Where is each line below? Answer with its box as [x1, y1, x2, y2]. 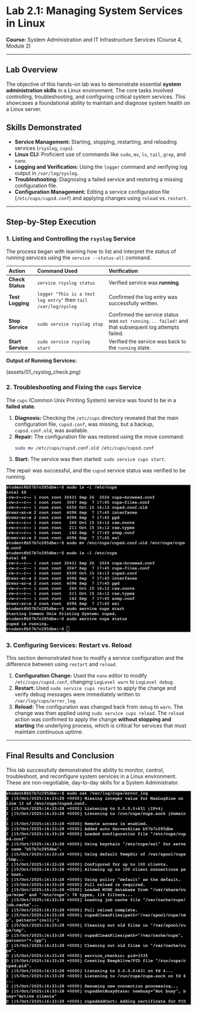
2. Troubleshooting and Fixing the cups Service [6, 383, 142, 392]
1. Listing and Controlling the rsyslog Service [6, 234, 136, 242]
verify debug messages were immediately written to [14, 690, 141, 698]
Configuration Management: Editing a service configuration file [14, 188, 170, 195]
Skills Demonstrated [6, 122, 82, 133]
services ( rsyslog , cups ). [14, 144, 74, 151]
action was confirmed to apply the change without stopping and [14, 716, 172, 723]
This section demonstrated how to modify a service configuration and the [6, 654, 184, 661]
